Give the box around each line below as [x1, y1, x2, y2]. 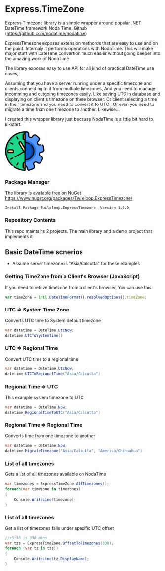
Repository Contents [5, 217, 56, 224]
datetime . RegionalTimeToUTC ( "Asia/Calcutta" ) [5, 410, 100, 415]
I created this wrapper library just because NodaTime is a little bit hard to [5, 116, 153, 122]
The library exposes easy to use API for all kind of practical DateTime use [5, 65, 155, 71]
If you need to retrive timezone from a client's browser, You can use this [5, 284, 152, 290]
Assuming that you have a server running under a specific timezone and [5, 80, 152, 86]
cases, [5, 70, 19, 76]
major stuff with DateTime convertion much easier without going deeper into [5, 51, 161, 56]
